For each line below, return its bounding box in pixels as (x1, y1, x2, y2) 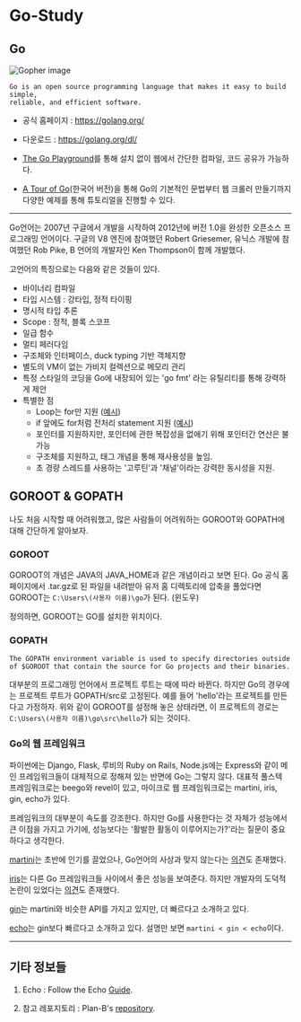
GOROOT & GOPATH (9, 489, 124, 504)
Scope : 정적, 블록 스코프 (21, 316, 110, 327)
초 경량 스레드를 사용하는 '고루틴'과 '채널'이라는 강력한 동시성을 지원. (35, 463, 275, 472)
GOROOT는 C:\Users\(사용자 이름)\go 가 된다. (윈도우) (9, 592, 200, 603)
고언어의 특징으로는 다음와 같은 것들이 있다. (9, 264, 160, 274)
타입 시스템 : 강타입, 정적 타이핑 (21, 294, 133, 304)
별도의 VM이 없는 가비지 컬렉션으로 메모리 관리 (21, 361, 186, 372)
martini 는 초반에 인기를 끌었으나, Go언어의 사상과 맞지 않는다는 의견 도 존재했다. (9, 854, 287, 865)
